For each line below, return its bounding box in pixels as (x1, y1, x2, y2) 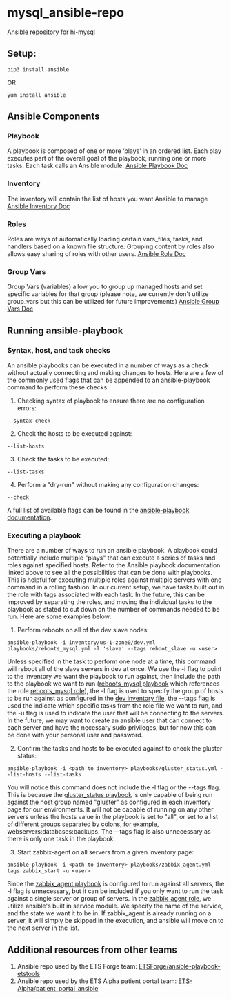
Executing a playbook (7, 531, 81, 540)
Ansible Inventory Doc (7, 202, 70, 210)
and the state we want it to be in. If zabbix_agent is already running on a (7, 909, 212, 917)
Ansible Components (7, 111, 100, 122)
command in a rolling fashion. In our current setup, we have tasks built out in (7, 583, 225, 592)
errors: (17, 404, 37, 412)
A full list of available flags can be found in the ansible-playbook (7, 506, 190, 515)
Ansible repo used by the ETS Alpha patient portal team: (17, 977, 177, 985)
